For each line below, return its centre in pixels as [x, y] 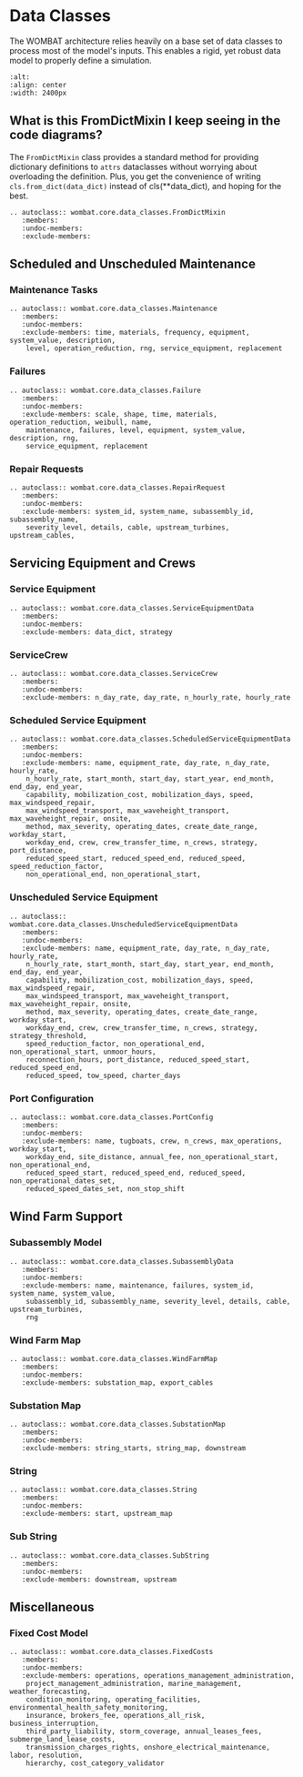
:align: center [38, 85]
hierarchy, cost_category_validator [96, 1763]
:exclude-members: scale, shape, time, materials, [120, 414]
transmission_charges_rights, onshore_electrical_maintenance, [148, 1748]
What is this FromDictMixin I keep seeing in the [145, 121]
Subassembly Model [56, 1243]
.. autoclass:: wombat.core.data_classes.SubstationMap [117, 1425]
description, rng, [44, 438]
